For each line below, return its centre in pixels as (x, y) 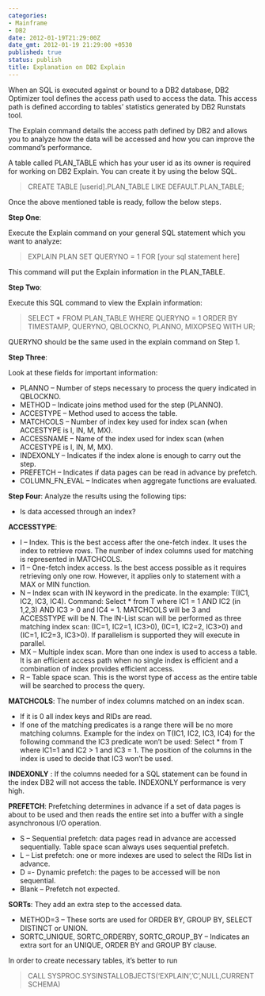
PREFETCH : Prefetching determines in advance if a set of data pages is (125, 806)
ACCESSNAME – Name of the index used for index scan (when (122, 438)
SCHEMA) (44, 984)
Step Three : (28, 357)
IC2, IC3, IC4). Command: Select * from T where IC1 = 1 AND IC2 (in (130, 601)
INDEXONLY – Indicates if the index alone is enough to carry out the (130, 455)
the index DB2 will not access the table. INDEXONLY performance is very (127, 782)
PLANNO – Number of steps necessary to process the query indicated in (138, 388)
